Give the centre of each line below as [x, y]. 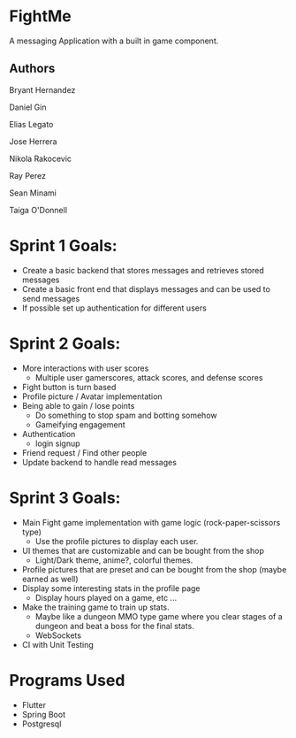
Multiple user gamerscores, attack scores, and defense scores [149, 377]
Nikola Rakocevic [41, 158]
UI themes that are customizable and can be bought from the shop [143, 550]
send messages [51, 298]
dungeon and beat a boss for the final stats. [114, 626]
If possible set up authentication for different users [114, 308]
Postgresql [42, 724]
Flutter [34, 704]
